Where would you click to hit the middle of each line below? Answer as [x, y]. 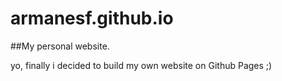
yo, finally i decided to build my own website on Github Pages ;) [141, 65]
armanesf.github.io [92, 18]
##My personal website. [60, 46]
